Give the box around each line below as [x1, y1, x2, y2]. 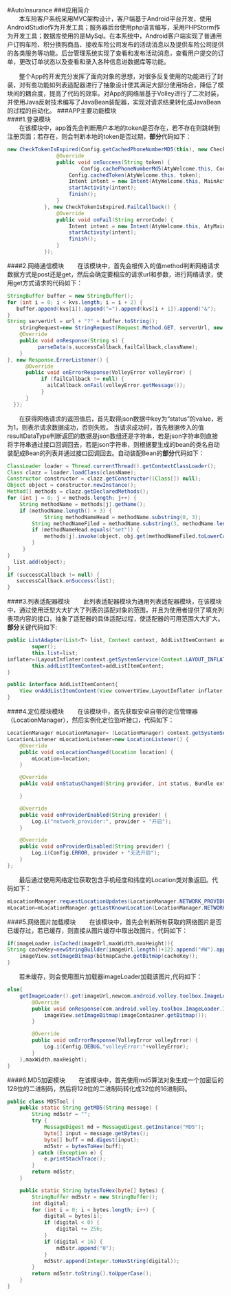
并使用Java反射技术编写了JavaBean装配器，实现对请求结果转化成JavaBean [7, 98, 221, 106]
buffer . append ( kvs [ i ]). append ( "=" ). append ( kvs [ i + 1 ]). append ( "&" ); [16, 305, 217, 312]
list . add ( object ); [13, 558, 67, 565]
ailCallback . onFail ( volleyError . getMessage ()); [47, 382, 186, 389]
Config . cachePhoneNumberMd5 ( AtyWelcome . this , [80, 165, 214, 172]
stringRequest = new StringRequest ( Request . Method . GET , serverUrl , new [19, 325, 223, 331]
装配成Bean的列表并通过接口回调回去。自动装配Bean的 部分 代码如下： [7, 449, 205, 457]
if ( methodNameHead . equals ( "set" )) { [32, 527, 140, 534]
